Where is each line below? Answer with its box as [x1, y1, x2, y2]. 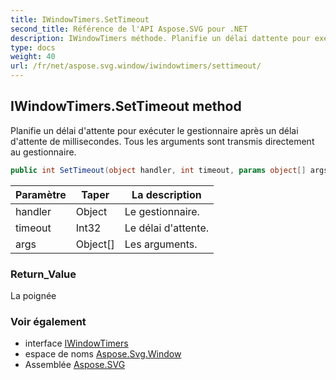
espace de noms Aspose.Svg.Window [24, 348, 182, 360]
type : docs [10, 42, 56, 53]
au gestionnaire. [10, 146, 77, 158]
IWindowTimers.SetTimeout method [10, 98, 242, 115]
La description [131, 187, 202, 201]
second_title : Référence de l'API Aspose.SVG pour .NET [10, 24, 248, 34]
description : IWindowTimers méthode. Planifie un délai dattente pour [10, 33, 311, 43]
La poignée [10, 289, 57, 301]
